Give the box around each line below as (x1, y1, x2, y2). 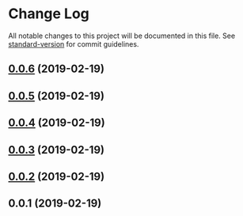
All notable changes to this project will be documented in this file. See (8, 31, 236, 40)
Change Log (8, 5, 89, 23)
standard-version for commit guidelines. (8, 39, 139, 48)
